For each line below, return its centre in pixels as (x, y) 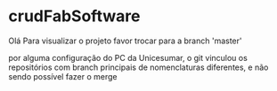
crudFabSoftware (74, 16)
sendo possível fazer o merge (63, 76)
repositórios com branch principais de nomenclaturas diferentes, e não (138, 67)
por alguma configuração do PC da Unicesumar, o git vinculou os (128, 57)
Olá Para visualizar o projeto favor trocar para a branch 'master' (125, 41)
